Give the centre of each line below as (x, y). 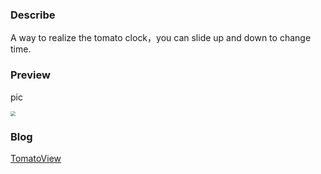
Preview (30, 75)
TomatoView (36, 158)
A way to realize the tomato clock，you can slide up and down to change (161, 38)
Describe (33, 15)
